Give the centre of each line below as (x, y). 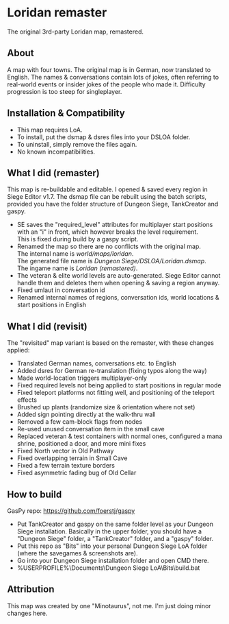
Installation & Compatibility (66, 113)
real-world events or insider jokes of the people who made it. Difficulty (107, 84)
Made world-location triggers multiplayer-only (82, 378)
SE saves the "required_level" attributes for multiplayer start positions (115, 225)
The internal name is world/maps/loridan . (75, 254)
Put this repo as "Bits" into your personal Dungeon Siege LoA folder (112, 546)
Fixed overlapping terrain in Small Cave (72, 458)
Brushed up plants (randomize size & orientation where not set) (106, 407)
